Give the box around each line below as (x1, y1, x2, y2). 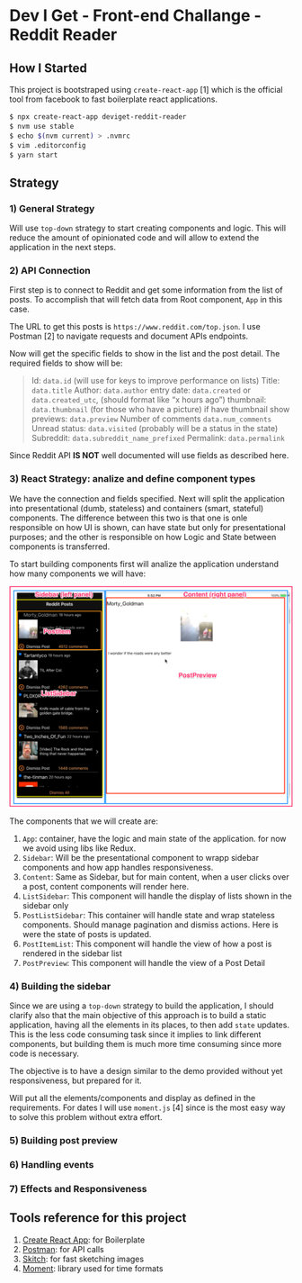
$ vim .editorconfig (9, 140, 87, 149)
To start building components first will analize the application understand (9, 558, 280, 569)
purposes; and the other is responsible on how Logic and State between (9, 531, 277, 542)
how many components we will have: (9, 568, 147, 579)
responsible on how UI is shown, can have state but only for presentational (9, 521, 286, 532)
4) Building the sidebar (9, 980, 111, 992)
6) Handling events (9, 1159, 94, 1171)
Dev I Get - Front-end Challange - (9, 5, 262, 26)
